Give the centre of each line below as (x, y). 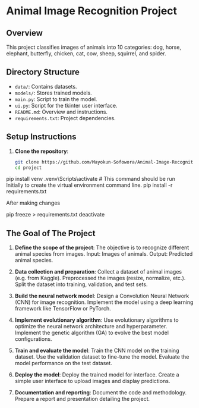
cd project (28, 168)
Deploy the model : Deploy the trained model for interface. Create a (97, 375)
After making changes (33, 203)
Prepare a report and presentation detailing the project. (82, 399)
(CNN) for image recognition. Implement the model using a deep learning (104, 302)
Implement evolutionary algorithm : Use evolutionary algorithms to (97, 320)
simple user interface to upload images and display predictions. (92, 381)
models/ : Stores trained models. (53, 93)
